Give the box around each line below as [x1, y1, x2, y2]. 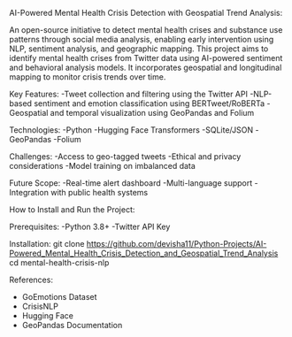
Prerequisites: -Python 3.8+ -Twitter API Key [9, 221, 171, 232]
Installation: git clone [9, 239, 85, 249]
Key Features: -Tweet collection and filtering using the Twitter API [9, 88, 248, 99]
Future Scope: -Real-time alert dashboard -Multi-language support [9, 178, 253, 188]
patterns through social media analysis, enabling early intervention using [9, 34, 274, 44]
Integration [9, 188, 49, 197]
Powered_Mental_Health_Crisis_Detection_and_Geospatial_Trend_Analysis [9, 248, 279, 258]
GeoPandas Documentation [21, 320, 123, 330]
